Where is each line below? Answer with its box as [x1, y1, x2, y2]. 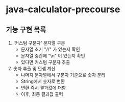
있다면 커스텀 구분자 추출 [20, 59, 70, 65]
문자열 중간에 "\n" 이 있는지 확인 [20, 53, 86, 58]
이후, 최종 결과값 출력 [20, 91, 63, 97]
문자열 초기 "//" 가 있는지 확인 [20, 46, 81, 52]
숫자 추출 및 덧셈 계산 [13, 66, 56, 71]
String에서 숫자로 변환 [20, 78, 65, 84]
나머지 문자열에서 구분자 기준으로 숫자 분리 [20, 72, 106, 78]
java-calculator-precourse [6, 4, 120, 15]
